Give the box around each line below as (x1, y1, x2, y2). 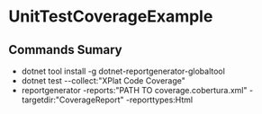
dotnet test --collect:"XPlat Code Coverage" (21, 75, 186, 86)
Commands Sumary (8, 42, 122, 57)
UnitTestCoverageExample (8, 6, 213, 27)
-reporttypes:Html (125, 94, 194, 105)
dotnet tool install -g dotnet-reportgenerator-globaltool (21, 66, 226, 76)
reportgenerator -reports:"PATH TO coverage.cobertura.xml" (21, 85, 248, 95)
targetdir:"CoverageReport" (21, 94, 124, 105)
